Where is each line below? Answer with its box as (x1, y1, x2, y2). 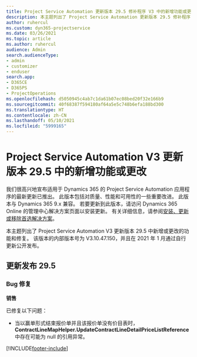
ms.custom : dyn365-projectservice (6, 25, 91, 31)
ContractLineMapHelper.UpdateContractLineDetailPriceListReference (14, 326, 189, 333)
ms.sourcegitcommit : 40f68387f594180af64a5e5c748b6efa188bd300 (6, 101, 164, 107)
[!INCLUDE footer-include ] (6, 345, 69, 352)
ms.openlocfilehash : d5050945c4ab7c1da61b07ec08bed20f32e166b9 (6, 96, 164, 102)
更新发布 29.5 (6, 261, 56, 271)
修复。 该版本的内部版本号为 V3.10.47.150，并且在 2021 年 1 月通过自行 (16, 234, 186, 241)
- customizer (6, 63, 38, 69)
